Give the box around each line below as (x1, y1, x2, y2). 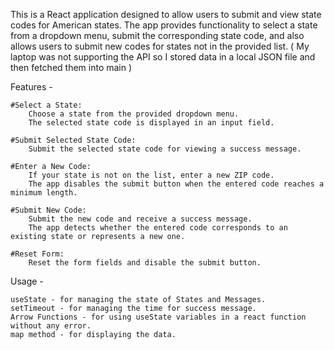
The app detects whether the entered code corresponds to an (28, 223, 288, 233)
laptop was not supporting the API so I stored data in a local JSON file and (10, 51, 316, 63)
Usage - (10, 275, 44, 287)
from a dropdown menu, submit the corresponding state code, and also (10, 30, 305, 41)
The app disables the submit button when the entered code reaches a (28, 179, 325, 189)
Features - (10, 81, 53, 93)
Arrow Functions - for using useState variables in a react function (10, 312, 307, 322)
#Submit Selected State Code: (10, 135, 137, 145)
